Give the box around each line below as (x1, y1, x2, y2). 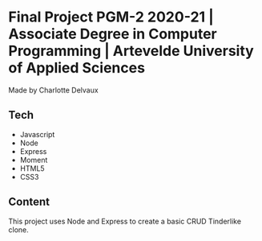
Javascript (19, 129, 55, 139)
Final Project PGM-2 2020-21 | (8, 8, 214, 26)
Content (8, 196, 50, 209)
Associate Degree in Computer (8, 25, 218, 43)
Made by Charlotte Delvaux (8, 85, 99, 95)
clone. (8, 224, 30, 235)
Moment (19, 155, 48, 164)
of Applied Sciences (8, 59, 146, 77)
